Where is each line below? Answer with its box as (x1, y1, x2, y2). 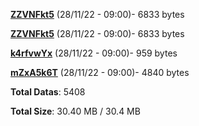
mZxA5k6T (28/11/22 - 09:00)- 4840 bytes (10, 67, 190, 78)
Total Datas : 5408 (10, 86, 86, 98)
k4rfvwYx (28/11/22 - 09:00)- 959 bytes (10, 47, 178, 59)
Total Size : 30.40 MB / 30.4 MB (10, 105, 141, 117)
